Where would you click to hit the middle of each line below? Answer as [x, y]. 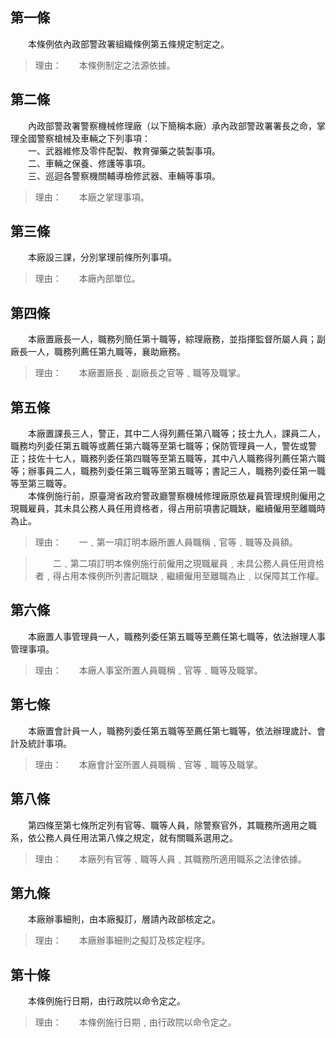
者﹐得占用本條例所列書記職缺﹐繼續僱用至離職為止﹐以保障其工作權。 [179, 576]
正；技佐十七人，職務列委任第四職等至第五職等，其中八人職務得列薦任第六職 [168, 459]
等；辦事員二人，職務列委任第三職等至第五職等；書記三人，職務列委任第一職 [168, 471]
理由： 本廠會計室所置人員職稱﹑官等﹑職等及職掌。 [148, 764]
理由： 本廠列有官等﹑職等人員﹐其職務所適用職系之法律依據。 [170, 859]
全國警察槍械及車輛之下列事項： [84, 138]
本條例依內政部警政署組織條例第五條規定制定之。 [128, 44]
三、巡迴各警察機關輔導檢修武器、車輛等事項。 [124, 175]
